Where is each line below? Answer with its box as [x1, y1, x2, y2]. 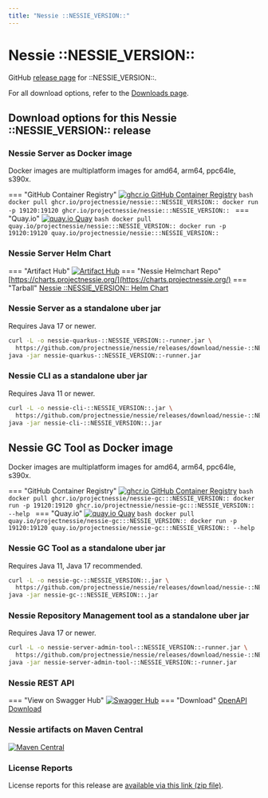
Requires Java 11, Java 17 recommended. [8, 561, 144, 570]
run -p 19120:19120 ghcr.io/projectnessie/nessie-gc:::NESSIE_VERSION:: [8, 501, 255, 510]
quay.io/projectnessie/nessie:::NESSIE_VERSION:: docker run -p [8, 222, 227, 230]
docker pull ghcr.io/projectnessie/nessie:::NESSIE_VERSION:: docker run [8, 198, 259, 206]
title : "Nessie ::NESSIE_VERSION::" [8, 11, 130, 20]
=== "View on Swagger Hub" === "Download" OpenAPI [8, 696, 247, 705]
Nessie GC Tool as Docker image [8, 441, 174, 454]
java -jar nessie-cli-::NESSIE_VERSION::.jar [8, 419, 162, 427]
